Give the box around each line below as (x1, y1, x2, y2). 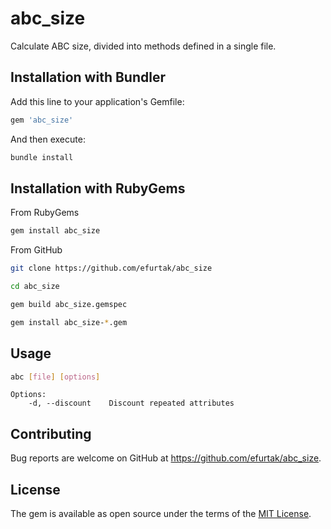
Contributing (10, 425, 92, 442)
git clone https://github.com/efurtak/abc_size (10, 263, 213, 274)
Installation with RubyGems (10, 180, 186, 197)
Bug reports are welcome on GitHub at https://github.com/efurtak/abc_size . (10, 452, 322, 464)
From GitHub (10, 244, 63, 256)
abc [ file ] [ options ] (10, 372, 101, 382)
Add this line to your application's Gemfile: (10, 95, 185, 107)
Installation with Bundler (10, 69, 166, 86)
